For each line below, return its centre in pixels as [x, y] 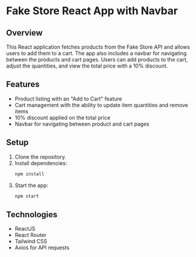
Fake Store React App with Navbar [92, 11]
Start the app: [31, 185]
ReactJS [25, 229]
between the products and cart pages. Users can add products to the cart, [97, 60]
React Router [30, 235]
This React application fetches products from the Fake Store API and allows [98, 47]
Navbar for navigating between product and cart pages [82, 124]
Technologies [32, 214]
